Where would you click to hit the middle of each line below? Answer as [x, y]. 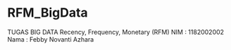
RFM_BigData [48, 13]
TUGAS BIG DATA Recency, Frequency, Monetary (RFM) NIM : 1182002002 [115, 32]
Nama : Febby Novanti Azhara [51, 39]
